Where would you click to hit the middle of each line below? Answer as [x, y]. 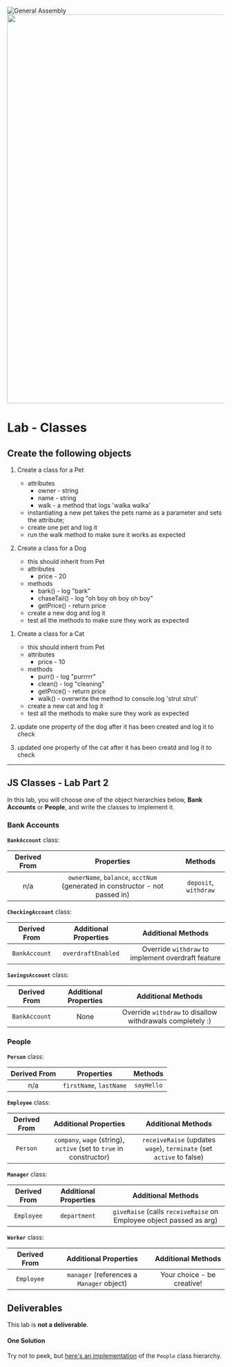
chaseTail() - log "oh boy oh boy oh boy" [95, 598]
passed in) [113, 894]
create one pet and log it [62, 527]
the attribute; [46, 520]
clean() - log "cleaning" [71, 684]
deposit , [201, 883]
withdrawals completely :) [170, 1021]
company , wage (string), [89, 1140]
